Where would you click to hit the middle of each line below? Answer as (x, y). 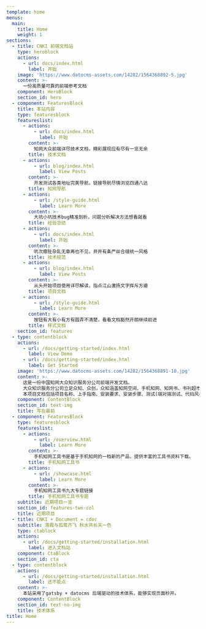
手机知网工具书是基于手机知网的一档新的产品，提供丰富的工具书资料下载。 (113, 457)
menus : (15, 18)
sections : (19, 40)
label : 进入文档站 (49, 548)
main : (19, 23)
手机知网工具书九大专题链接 (63, 491)
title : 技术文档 (47, 154)
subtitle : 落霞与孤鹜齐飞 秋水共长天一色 (64, 525)
